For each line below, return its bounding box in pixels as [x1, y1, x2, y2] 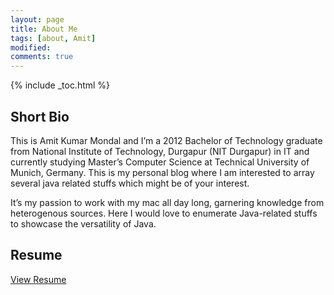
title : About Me [10, 24, 78, 34]
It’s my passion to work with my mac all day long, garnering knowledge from [10, 196, 325, 208]
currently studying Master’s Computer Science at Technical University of [10, 156, 310, 168]
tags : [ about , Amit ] [10, 33, 97, 43]
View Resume [10, 273, 67, 285]
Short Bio [10, 108, 70, 125]
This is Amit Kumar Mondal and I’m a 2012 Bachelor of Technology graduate [10, 134, 323, 146]
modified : [10, 42, 52, 53]
